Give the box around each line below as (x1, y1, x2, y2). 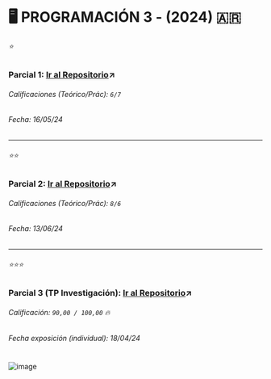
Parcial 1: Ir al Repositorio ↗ (8, 69, 115, 81)
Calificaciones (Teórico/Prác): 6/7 (8, 89, 122, 99)
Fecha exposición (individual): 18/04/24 (8, 333, 141, 343)
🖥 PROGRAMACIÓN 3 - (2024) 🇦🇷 (8, 8, 242, 27)
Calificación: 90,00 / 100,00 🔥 (8, 308, 110, 318)
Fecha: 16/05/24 (8, 114, 63, 124)
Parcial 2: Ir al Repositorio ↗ (8, 179, 117, 190)
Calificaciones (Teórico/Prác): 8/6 (8, 199, 122, 208)
